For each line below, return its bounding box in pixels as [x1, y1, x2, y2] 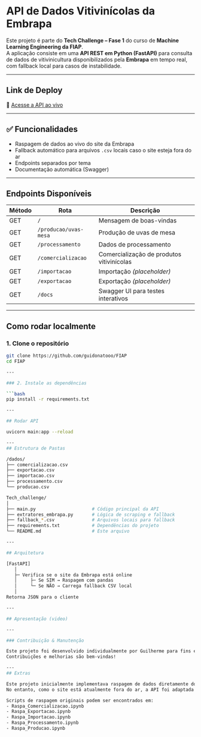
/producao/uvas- [37, 226, 84, 233]
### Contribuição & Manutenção [6, 637, 84, 643]
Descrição [130, 206, 160, 215]
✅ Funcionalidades [6, 124, 78, 134]
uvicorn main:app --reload [6, 429, 74, 435]
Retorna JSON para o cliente [6, 594, 79, 600]
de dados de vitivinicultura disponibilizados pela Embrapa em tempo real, [6, 56, 188, 63]
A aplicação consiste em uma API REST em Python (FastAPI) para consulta [6, 49, 193, 56]
